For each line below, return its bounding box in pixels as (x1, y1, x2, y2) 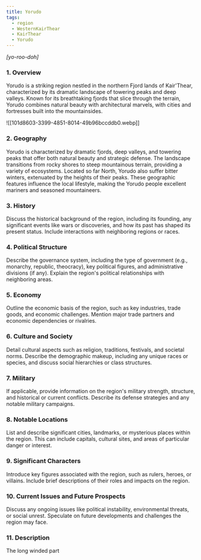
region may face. (6, 518, 48, 526)
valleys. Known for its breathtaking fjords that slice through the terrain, (6, 95, 181, 102)
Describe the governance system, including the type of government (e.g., (6, 257, 188, 264)
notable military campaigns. (6, 400, 75, 408)
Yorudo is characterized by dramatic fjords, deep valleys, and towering (6, 148, 181, 155)
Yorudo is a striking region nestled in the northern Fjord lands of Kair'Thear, (6, 82, 193, 89)
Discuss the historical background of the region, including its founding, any (6, 215, 192, 222)
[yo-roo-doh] (6, 54, 39, 60)
